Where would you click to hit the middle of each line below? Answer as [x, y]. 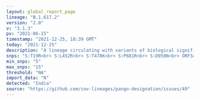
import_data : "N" [28, 78]
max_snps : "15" [25, 67]
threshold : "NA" [26, 72]
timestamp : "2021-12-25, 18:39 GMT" [51, 39]
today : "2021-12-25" [32, 45]
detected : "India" [29, 84]
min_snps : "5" [24, 61]
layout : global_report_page [41, 12]
